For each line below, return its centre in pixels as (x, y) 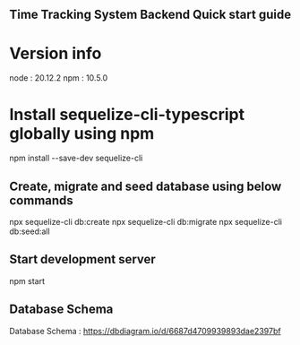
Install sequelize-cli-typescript (127, 114)
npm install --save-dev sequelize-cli (76, 158)
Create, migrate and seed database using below (146, 186)
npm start (27, 280)
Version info (56, 53)
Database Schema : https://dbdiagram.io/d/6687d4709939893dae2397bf (145, 331)
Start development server (83, 259)
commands (41, 200)
